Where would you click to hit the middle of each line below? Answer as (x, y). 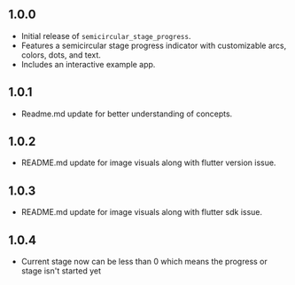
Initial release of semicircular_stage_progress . (106, 36)
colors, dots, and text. (61, 55)
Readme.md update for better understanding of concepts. (127, 114)
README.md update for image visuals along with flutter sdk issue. (142, 212)
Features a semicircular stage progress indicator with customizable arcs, (154, 45)
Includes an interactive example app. (88, 64)
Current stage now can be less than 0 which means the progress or (144, 262)
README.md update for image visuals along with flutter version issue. (148, 162)
